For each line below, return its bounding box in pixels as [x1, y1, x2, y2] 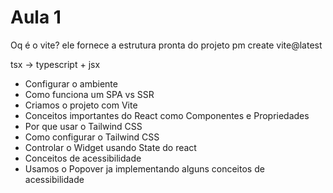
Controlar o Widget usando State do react [24, 141, 197, 153]
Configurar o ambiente [24, 77, 118, 90]
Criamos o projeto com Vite [24, 99, 138, 111]
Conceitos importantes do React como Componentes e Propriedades [24, 109, 310, 121]
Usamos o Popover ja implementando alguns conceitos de [24, 162, 265, 175]
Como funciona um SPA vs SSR [24, 88, 155, 100]
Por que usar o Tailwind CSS [24, 120, 143, 132]
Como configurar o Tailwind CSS [24, 131, 160, 143]
